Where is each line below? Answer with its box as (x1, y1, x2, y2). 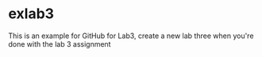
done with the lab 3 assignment (8, 39, 111, 48)
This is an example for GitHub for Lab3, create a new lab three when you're (8, 31, 254, 40)
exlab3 (8, 5, 54, 23)
